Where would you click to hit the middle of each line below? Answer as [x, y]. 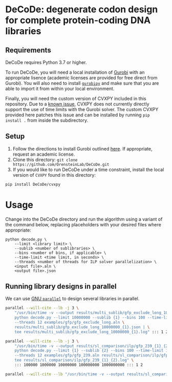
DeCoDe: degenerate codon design [82, 9]
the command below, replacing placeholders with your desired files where [83, 224]
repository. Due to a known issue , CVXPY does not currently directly [77, 104]
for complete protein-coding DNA [78, 20]
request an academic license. [44, 154]
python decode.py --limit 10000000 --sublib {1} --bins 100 [80, 318]
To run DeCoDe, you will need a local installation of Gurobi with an [75, 72]
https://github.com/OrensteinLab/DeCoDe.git [61, 164]
